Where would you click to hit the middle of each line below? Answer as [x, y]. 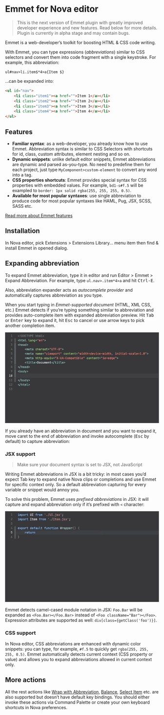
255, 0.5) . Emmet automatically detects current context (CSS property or [79, 654]
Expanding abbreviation [42, 263]
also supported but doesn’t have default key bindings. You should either [77, 697]
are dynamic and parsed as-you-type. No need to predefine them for [81, 164]
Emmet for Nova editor [52, 9]
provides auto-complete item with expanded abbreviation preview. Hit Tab [80, 315]
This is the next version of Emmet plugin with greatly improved [80, 23]
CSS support [20, 633]
